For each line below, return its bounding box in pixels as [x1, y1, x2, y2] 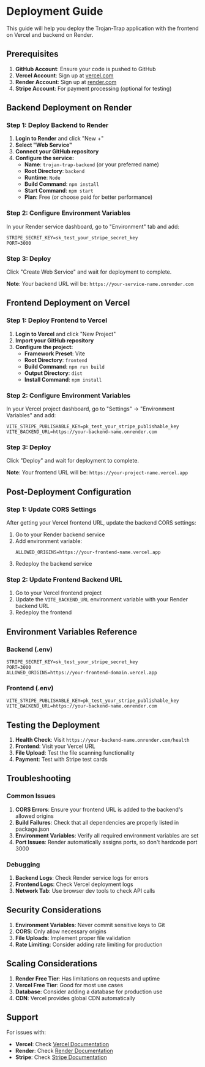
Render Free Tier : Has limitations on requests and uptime [15, 974, 160, 982]
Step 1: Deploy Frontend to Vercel [6, 316, 108, 325]
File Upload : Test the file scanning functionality [15, 749, 135, 757]
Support [6, 1012, 39, 1023]
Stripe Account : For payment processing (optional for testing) [15, 85, 172, 92]
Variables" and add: [6, 412, 56, 419]
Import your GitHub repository [15, 336, 94, 344]
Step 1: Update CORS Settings [6, 505, 97, 514]
